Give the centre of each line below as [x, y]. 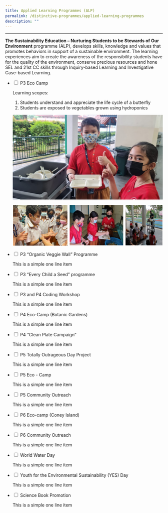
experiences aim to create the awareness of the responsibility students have [84, 57]
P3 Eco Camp [34, 83]
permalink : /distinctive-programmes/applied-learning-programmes [74, 16]
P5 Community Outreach [45, 395]
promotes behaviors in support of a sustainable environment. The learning [82, 51]
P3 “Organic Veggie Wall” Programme [59, 254]
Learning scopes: [30, 93]
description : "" [22, 21]
